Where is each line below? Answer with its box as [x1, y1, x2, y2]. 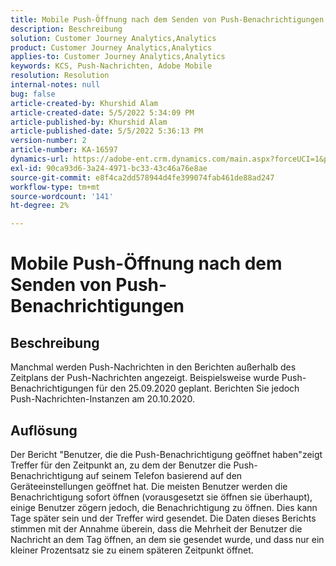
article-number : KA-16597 [10, 145, 118, 155]
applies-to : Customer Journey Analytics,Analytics [10, 52, 226, 62]
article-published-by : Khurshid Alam [10, 117, 168, 127]
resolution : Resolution [10, 71, 110, 81]
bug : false [10, 89, 56, 99]
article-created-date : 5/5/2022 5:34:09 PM [10, 107, 195, 118]
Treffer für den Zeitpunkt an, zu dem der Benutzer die [10, 459, 232, 471]
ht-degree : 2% [10, 201, 70, 211]
